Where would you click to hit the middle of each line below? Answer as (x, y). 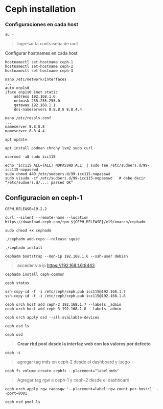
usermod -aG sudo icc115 (30, 157)
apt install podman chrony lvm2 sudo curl (49, 148)
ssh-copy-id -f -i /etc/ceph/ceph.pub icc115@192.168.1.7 (65, 292)
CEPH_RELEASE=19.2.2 (26, 209)
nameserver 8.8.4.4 (25, 131)
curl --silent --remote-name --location (47, 218)
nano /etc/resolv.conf (28, 118)
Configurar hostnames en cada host (41, 53)
